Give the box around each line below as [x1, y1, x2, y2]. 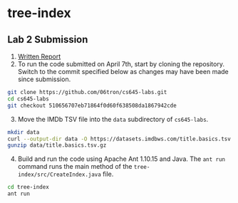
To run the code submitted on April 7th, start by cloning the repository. [17, 60, 224, 68]
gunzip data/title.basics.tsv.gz [7, 142, 107, 149]
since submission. [17, 75, 71, 83]
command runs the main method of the [17, 162, 133, 171]
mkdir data [7, 128, 40, 136]
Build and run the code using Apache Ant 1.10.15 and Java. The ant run [17, 155, 226, 163]
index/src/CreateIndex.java [17, 171, 101, 179]
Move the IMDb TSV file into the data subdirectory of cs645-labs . [17, 115, 209, 123]
